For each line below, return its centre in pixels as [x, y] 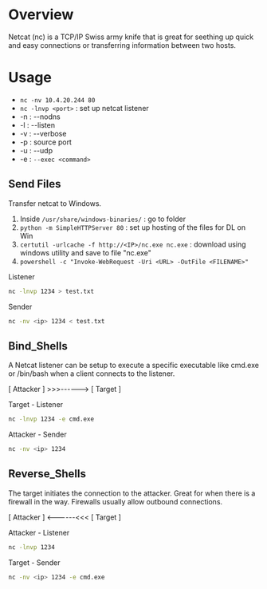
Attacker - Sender [38, 435]
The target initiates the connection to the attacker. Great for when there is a [132, 493]
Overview [41, 15]
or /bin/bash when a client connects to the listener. [92, 374]
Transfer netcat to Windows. [55, 203]
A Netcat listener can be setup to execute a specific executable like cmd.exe [133, 366]
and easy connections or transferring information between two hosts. [122, 45]
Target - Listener [36, 405]
